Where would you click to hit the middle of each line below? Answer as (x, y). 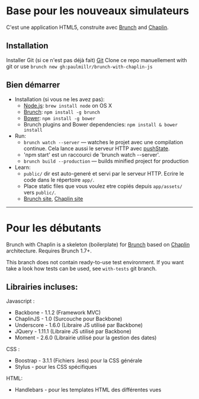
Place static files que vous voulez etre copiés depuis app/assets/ (103, 186)
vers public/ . (40, 192)
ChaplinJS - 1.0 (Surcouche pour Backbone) (68, 319)
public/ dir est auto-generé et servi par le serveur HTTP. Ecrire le (104, 173)
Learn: (23, 167)
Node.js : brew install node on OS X (68, 105)
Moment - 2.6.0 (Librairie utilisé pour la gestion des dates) (86, 338)
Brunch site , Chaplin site (53, 199)
